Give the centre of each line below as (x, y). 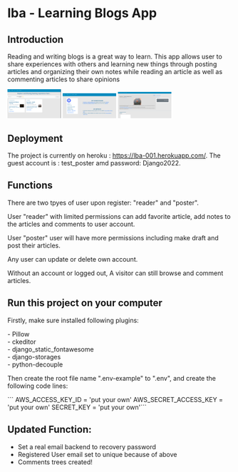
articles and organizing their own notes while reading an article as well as (115, 72)
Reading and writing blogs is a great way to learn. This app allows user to (115, 56)
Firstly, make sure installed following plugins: (73, 320)
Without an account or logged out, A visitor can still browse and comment (115, 273)
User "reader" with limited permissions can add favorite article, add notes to (119, 216)
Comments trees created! (55, 462)
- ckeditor (22, 342)
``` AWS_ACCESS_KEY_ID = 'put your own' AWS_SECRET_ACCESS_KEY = (115, 399)
